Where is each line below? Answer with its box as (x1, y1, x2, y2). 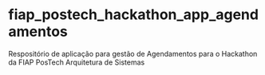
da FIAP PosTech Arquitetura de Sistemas (8, 57, 145, 67)
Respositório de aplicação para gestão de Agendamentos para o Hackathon (8, 49, 258, 58)
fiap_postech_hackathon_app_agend (8, 6, 259, 24)
